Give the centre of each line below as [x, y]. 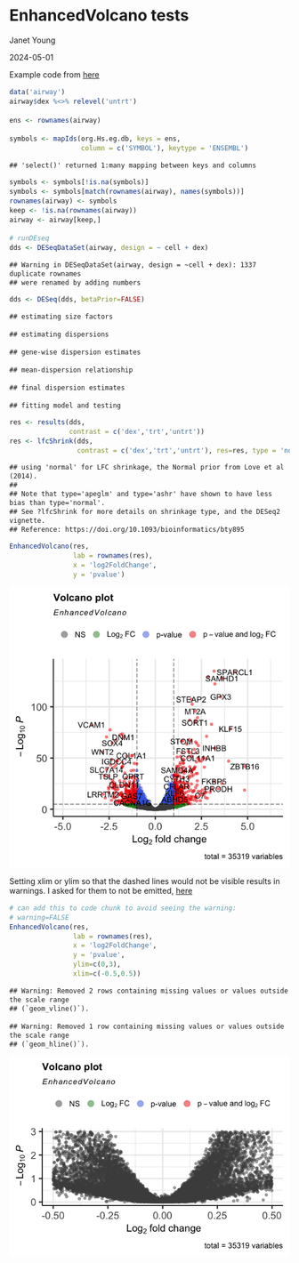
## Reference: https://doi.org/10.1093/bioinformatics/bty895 [127, 530]
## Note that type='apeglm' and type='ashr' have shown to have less [141, 495]
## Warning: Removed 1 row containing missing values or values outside [147, 1026]
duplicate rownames [45, 274]
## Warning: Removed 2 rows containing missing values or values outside [149, 991]
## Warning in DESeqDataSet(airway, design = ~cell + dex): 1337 [133, 265]
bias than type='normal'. [57, 503]
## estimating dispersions [59, 334]
